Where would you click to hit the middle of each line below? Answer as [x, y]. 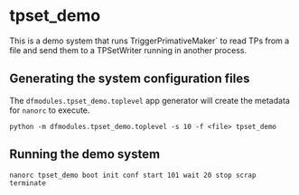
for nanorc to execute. [50, 110]
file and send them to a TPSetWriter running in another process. [128, 50]
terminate [28, 183]
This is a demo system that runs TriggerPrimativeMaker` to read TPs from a [149, 41]
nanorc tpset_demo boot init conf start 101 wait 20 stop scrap [133, 175]
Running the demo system [85, 154]
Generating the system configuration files [130, 79]
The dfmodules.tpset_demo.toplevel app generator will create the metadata [150, 100]
